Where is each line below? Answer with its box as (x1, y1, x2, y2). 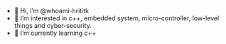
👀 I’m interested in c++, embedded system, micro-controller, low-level (14, 14, 220, 22)
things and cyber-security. (14, 22, 92, 29)
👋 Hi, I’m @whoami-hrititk (14, 7, 90, 15)
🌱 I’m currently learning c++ (14, 29, 97, 37)
